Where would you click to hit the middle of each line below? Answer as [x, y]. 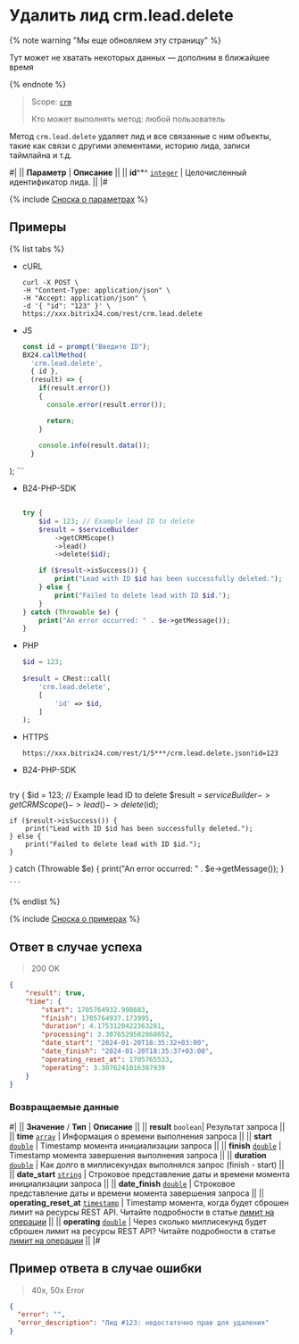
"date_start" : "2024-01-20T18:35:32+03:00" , [125, 1043]
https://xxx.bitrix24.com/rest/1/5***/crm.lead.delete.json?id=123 [150, 754]
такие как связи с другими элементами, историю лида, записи [130, 145]
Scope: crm [51, 101]
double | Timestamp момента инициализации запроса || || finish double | [145, 1145]
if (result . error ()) [75, 388]
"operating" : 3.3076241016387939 [104, 1067]
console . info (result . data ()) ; [95, 446]
